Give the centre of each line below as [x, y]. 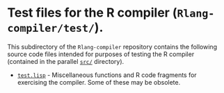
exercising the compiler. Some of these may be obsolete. [99, 82]
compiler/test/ [51, 29]
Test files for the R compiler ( [92, 13]
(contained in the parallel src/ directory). [66, 61]
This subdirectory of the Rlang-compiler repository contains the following [112, 46]
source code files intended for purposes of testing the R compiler [101, 54]
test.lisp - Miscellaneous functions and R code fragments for [107, 75]
